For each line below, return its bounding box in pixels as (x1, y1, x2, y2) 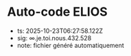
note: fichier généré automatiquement (16, 41, 125, 49)
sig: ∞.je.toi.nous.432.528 (16, 33, 92, 42)
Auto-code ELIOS (7, 4, 108, 20)
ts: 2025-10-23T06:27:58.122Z (16, 27, 104, 35)
